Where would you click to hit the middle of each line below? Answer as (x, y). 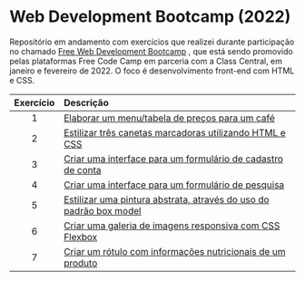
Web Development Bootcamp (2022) (150, 17)
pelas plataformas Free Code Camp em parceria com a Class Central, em (146, 61)
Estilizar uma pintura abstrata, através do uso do (166, 199)
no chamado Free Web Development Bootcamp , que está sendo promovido (151, 51)
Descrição (86, 102)
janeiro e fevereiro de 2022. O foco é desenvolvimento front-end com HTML (152, 71)
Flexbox (80, 237)
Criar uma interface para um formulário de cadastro (173, 159)
